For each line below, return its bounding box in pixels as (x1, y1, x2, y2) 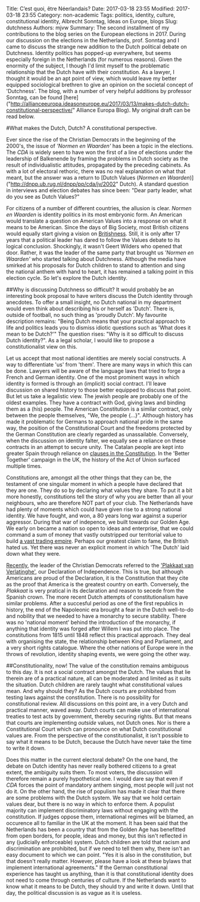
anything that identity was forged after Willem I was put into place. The (6, 625, 180, 632)
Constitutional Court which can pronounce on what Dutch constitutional (6, 725, 182, 732)
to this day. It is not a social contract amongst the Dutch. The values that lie (6, 669, 190, 675)
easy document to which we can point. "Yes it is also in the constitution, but (6, 851, 192, 858)
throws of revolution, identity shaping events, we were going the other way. (6, 651, 191, 657)
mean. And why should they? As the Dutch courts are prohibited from (6, 688, 176, 694)
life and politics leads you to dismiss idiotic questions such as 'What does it (6, 324, 191, 331)
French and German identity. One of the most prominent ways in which (6, 374, 180, 381)
